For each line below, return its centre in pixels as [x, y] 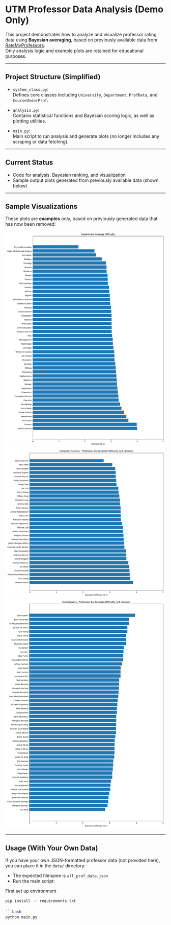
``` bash [13, 912]
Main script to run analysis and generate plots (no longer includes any [86, 136]
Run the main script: [34, 881]
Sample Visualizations [41, 206]
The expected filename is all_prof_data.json [60, 876]
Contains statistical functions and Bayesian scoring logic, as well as [83, 115]
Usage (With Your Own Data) [52, 848]
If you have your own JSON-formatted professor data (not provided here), [83, 860]
